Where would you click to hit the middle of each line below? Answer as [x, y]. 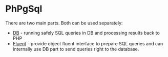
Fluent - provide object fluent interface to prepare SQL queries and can [88, 43]
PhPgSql [24, 9]
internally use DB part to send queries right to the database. [76, 49]
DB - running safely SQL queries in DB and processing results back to [86, 33]
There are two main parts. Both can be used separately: [64, 23]
